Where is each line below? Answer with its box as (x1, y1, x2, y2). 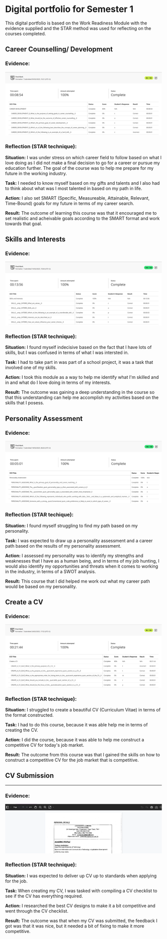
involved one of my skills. (5, 364, 57, 370)
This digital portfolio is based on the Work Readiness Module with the (5, 20, 148, 26)
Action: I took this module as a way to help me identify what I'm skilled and (5, 374, 159, 380)
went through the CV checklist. (5, 908, 69, 914)
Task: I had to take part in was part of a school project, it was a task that (5, 359, 153, 365)
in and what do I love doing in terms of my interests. (5, 379, 111, 385)
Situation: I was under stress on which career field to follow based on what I (5, 154, 162, 160)
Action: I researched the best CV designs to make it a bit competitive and (5, 903, 156, 909)
